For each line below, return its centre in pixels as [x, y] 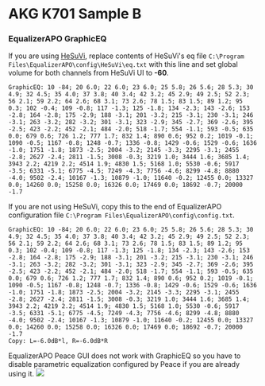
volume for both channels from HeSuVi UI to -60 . [88, 73]
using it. [21, 374]
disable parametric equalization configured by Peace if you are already [124, 365]
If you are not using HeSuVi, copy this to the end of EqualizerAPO [115, 207]
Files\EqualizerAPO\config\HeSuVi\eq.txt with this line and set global [123, 64]
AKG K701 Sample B [75, 14]
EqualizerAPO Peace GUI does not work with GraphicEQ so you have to [125, 356]
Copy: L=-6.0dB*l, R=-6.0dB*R [58, 341]
